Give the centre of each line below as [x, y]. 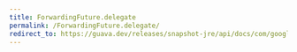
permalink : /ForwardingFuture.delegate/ [85, 26]
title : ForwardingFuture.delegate [73, 17]
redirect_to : [33, 33]
